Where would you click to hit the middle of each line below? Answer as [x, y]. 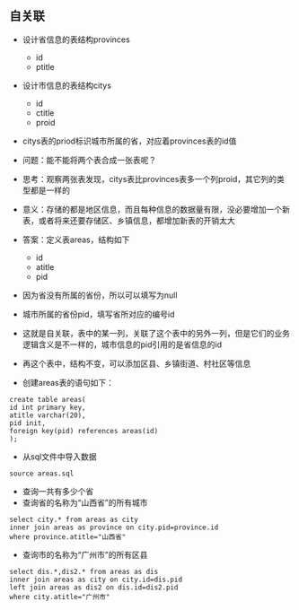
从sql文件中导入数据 [59, 457]
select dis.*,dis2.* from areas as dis [84, 571]
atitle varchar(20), [48, 415]
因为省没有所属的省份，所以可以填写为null [100, 295]
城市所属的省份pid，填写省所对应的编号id [98, 314]
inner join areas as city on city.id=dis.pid [96, 579]
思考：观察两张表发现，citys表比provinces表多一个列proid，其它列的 [149, 179]
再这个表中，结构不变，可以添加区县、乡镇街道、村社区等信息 [136, 363]
